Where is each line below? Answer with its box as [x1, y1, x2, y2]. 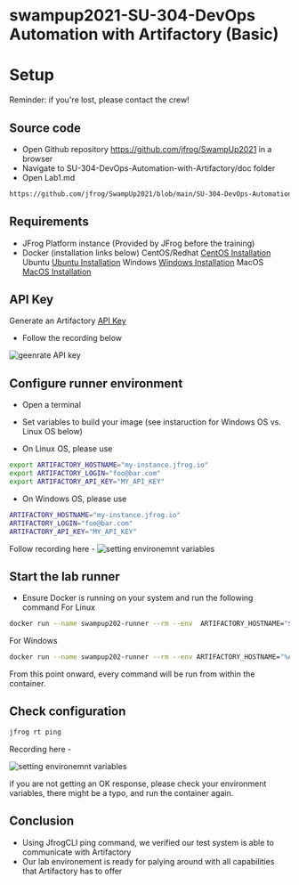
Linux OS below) [21, 426, 83, 437]
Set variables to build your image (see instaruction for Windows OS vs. [21, 417, 282, 427]
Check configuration [9, 704, 126, 719]
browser [21, 153, 53, 164]
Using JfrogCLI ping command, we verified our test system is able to [21, 837, 274, 848]
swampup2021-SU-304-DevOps [9, 5, 256, 26]
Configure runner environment [9, 376, 183, 391]
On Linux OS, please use [21, 443, 113, 454]
